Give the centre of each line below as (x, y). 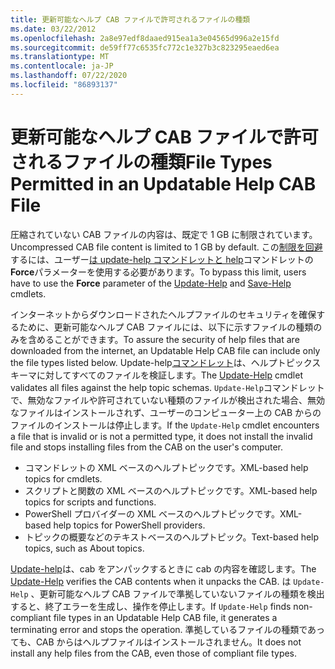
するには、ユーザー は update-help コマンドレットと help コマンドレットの (162, 259)
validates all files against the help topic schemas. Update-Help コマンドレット (167, 387)
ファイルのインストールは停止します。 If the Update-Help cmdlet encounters (165, 425)
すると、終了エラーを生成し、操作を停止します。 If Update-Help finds (151, 606)
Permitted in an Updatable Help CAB (163, 183)
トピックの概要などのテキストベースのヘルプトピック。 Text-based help (172, 537)
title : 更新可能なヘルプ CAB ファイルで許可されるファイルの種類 (130, 19)
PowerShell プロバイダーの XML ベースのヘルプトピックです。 (152, 513)
